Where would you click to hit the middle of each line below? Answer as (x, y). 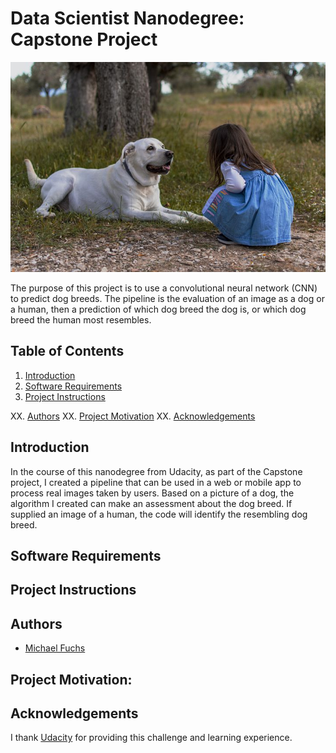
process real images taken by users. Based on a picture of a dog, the (152, 493)
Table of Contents (67, 351)
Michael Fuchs (55, 648)
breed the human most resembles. (81, 319)
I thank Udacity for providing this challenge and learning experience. (151, 738)
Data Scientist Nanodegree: (127, 18)
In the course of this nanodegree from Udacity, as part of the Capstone (156, 471)
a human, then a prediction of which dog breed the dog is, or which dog (158, 309)
